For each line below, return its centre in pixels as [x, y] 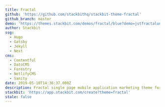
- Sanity [18, 78]
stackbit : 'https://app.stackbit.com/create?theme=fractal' [68, 92]
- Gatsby [18, 42]
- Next [16, 51]
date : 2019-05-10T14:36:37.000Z [38, 83]
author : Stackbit [23, 28]
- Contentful [23, 60]
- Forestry [21, 70]
